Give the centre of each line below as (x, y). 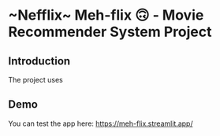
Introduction (39, 61)
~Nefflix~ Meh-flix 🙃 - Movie (106, 15)
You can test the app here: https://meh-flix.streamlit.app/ (101, 123)
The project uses (35, 80)
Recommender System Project (110, 32)
